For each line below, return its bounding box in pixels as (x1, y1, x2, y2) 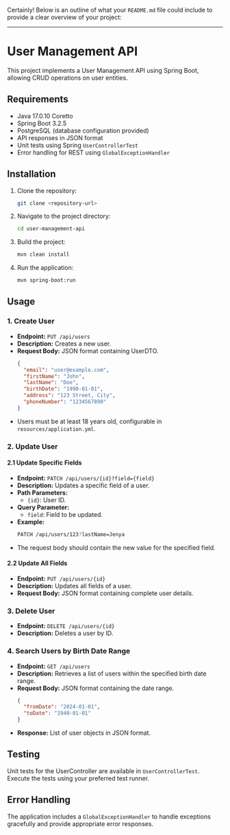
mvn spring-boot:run (16, 277, 76, 284)
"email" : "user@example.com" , (23, 366, 110, 373)
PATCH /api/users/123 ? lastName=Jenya (16, 531, 125, 538)
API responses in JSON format (16, 133, 103, 142)
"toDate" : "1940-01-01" (23, 710, 91, 717)
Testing (7, 748, 40, 760)
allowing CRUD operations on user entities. (7, 74, 128, 82)
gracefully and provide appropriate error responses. (7, 819, 154, 827)
